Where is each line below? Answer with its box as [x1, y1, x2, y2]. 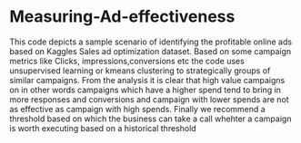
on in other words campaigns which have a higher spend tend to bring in [9, 84, 282, 95]
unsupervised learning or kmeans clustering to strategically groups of [9, 65, 271, 76]
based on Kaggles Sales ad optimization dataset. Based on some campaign [9, 45, 292, 56]
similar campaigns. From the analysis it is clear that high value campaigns [9, 74, 286, 85]
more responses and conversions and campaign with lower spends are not [9, 93, 289, 105]
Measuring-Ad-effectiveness [9, 6, 236, 27]
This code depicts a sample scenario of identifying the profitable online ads [9, 36, 293, 47]
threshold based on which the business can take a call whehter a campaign [9, 113, 292, 124]
